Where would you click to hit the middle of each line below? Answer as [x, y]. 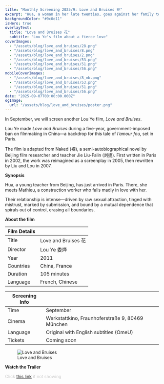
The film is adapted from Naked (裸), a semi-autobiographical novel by [76, 149]
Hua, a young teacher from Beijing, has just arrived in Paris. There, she [76, 185]
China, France [56, 266]
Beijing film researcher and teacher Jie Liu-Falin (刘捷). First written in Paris [81, 155]
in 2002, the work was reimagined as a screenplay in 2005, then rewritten [79, 160]
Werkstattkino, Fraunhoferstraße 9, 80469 [94, 318]
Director [17, 249]
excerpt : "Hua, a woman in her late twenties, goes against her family [79, 14]
